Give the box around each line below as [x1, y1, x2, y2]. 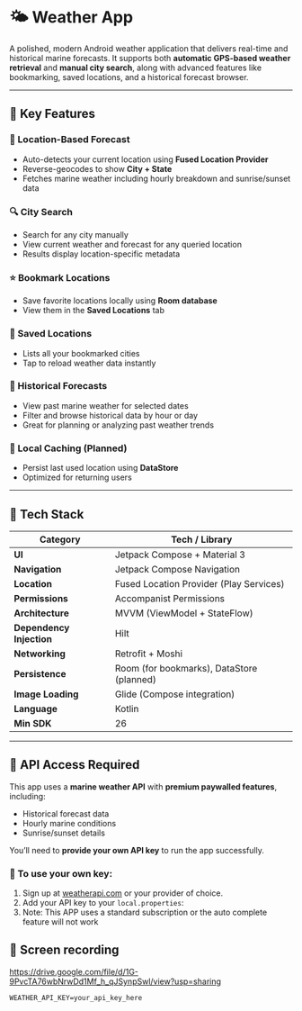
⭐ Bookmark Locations [9, 271, 111, 284]
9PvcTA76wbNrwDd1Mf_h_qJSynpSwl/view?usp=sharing [9, 976, 222, 987]
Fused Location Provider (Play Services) [114, 577, 285, 590]
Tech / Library [170, 533, 233, 546]
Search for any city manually [22, 229, 129, 239]
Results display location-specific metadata [22, 248, 181, 259]
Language [13, 702, 58, 715]
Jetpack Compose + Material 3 [114, 548, 245, 561]
